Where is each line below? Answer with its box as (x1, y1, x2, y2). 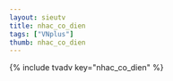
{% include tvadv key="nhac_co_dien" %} (9, 62, 164, 73)
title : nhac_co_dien (9, 21, 87, 30)
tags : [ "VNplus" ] (9, 29, 74, 38)
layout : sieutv (9, 12, 66, 22)
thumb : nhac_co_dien (9, 37, 87, 47)
